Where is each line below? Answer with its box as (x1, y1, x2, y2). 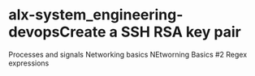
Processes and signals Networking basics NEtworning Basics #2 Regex (8, 49, 248, 59)
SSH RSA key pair (120, 23, 241, 41)
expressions (8, 58, 50, 68)
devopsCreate (8, 23, 106, 41)
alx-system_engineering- (8, 6, 184, 24)
